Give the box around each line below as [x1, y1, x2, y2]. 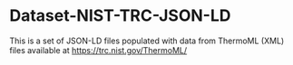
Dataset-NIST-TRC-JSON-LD [9, 5, 231, 26]
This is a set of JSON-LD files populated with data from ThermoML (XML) [9, 35, 285, 46]
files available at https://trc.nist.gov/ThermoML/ [9, 44, 188, 55]
